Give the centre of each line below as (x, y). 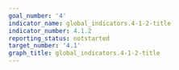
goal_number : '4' (37, 16)
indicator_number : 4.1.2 (50, 31)
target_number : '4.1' (45, 46)
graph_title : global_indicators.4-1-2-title (84, 53)
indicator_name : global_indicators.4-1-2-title (90, 23)
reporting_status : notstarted (59, 38)
